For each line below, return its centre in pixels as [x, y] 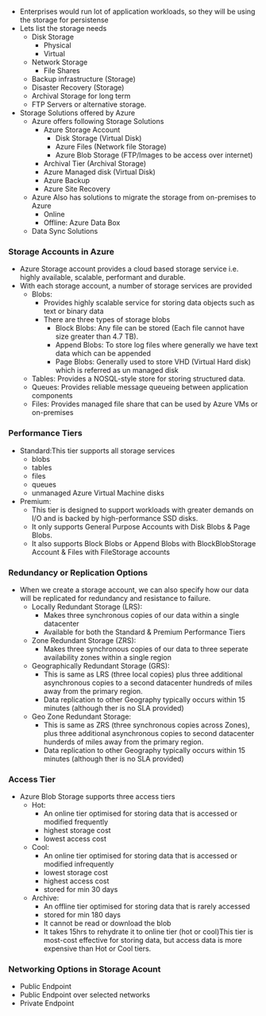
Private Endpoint [47, 1003]
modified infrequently [79, 864]
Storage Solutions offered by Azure [77, 113]
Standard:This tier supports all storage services [97, 450]
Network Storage [60, 62]
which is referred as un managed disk [117, 370]
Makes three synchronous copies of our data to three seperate [146, 649]
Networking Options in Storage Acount [85, 969]
